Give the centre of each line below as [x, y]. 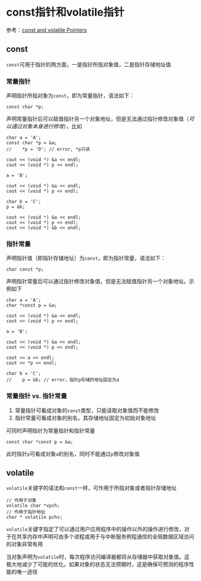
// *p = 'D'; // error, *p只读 [48, 149]
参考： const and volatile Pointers [47, 30]
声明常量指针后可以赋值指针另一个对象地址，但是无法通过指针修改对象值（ [98, 119]
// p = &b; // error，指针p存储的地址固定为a [63, 380]
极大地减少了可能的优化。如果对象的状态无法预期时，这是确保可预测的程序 [98, 564]
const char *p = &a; [32, 143]
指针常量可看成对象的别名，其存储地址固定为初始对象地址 [85, 417]
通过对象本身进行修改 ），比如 [47, 126]
